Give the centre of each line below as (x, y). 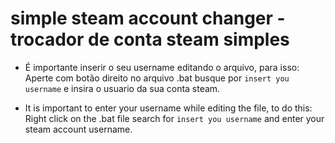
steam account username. (78, 129)
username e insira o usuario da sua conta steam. (122, 88)
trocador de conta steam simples (150, 39)
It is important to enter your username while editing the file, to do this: (168, 108)
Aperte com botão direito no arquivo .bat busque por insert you (157, 78)
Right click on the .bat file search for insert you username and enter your (174, 118)
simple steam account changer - (148, 18)
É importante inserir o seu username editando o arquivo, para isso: (162, 67)
